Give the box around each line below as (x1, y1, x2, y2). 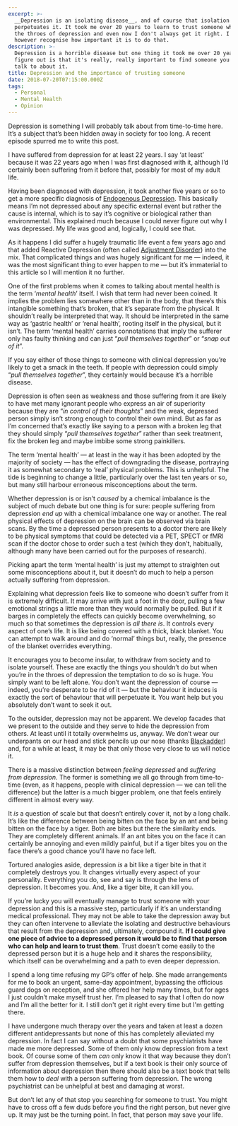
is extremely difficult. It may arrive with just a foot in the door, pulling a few (8, 597, 225, 605)
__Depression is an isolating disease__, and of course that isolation (14, 17, 230, 24)
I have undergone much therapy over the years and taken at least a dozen (8, 1021, 223, 1030)
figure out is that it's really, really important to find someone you (14, 57, 230, 64)
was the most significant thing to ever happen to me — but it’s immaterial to (8, 260, 228, 269)
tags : (8, 83, 24, 90)
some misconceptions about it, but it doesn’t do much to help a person (8, 568, 214, 576)
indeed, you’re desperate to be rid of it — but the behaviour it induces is (8, 685, 218, 693)
